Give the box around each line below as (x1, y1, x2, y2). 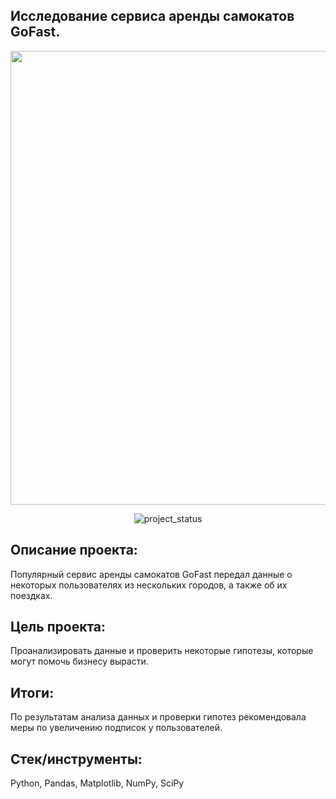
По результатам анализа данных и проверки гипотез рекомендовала (10, 711, 307, 723)
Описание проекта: (10, 542, 138, 559)
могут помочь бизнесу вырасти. (10, 655, 149, 668)
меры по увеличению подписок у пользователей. (10, 722, 223, 734)
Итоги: (10, 684, 55, 701)
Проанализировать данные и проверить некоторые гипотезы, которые (10, 645, 314, 657)
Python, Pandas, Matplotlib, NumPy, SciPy (10, 777, 185, 789)
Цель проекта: (10, 619, 107, 636)
